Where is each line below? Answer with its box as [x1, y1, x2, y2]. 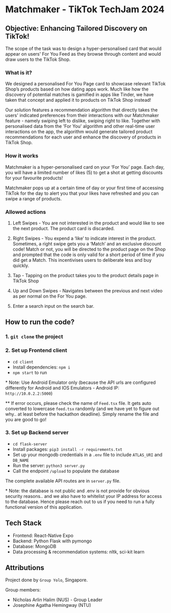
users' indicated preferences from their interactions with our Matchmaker [5, 112, 159, 119]
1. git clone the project [5, 333, 64, 340]
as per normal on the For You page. [12, 293, 87, 299]
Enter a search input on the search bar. [12, 303, 95, 309]
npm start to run [12, 369, 47, 375]
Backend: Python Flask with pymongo [12, 538, 92, 544]
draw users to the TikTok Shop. [5, 56, 71, 62]
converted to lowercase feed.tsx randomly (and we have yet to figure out [5, 405, 159, 412]
